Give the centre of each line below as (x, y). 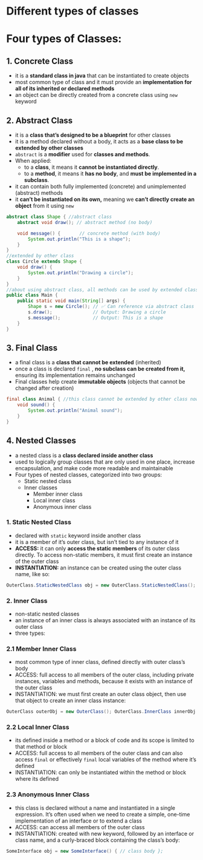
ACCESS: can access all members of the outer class (80, 827)
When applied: (33, 161)
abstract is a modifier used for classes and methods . (82, 154)
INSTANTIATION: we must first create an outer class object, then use (101, 694)
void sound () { (36, 405)
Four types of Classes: (64, 39)
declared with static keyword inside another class (78, 535)
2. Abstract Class (40, 120)
